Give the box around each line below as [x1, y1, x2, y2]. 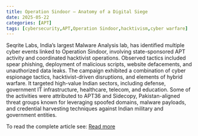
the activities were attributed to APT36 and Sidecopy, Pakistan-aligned [6, 92, 180, 100]
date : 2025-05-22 [6, 14, 49, 20]
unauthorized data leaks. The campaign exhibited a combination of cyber [6, 67, 186, 75]
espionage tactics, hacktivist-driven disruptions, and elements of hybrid [6, 73, 183, 81]
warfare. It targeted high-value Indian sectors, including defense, [6, 80, 166, 87]
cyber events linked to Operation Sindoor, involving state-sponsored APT [6, 48, 186, 55]
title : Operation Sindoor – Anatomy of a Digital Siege [6, 8, 148, 15]
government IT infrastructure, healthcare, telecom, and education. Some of [6, 86, 191, 93]
